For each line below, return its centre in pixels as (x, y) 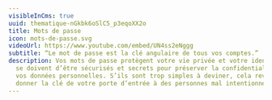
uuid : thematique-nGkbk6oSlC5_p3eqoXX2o (78, 23)
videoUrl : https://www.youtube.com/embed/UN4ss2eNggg (101, 46)
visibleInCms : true (41, 16)
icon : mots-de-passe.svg (50, 38)
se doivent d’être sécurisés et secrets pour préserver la (117, 69)
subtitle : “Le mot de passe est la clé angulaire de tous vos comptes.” (134, 53)
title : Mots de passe (45, 31)
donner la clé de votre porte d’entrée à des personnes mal (119, 83)
